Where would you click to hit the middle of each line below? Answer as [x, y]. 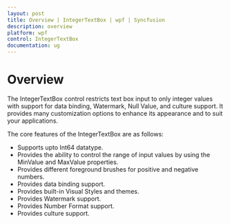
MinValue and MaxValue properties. [68, 162]
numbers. [31, 176]
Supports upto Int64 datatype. [60, 147]
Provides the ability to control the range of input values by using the [114, 154]
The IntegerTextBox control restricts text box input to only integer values [110, 99]
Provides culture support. [53, 213]
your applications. [33, 121]
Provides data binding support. [61, 184]
